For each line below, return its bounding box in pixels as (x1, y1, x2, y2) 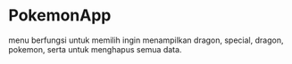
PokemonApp (8, 5, 112, 26)
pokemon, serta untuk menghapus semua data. (8, 44, 182, 54)
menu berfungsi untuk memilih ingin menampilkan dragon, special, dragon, (8, 35, 284, 45)
